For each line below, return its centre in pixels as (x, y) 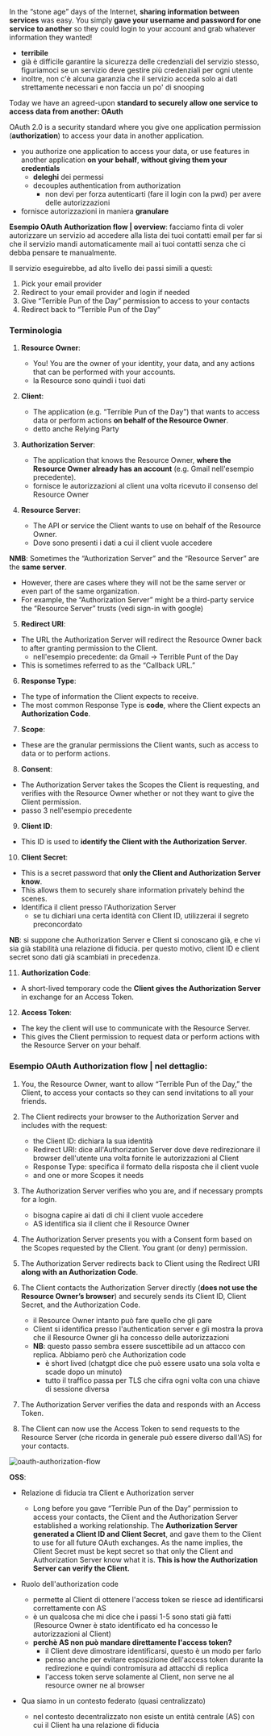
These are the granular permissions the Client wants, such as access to (140, 745)
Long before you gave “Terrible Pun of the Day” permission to (135, 1508)
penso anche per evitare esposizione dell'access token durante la (154, 1659)
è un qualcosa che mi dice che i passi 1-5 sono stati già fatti (132, 1617)
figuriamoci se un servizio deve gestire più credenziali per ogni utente (137, 70)
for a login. (39, 1199)
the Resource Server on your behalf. (81, 1045)
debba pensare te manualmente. (63, 252)
